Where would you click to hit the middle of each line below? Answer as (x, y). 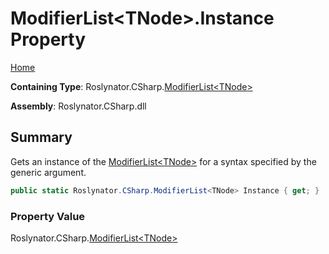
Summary (41, 137)
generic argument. (48, 172)
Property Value (48, 216)
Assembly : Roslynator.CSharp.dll (78, 106)
